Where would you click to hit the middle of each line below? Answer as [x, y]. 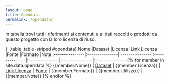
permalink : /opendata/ [29, 19]
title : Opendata [22, 15]
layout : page [19, 10]
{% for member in [146, 60]
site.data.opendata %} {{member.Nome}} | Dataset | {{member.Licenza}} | [83, 65]
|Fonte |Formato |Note [28, 54]
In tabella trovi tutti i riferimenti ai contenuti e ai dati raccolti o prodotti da [81, 34]
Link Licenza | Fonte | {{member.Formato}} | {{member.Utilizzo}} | [74, 71]
